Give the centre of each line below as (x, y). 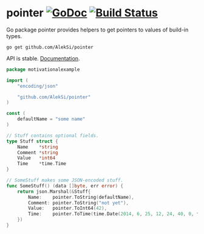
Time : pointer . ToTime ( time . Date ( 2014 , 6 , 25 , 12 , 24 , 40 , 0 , (111, 214)
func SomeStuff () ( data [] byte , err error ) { (65, 186)
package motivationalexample (43, 70)
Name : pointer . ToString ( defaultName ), (81, 197)
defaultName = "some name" (51, 119)
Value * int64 (36, 158)
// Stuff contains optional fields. (53, 135)
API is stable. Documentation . (43, 58)
